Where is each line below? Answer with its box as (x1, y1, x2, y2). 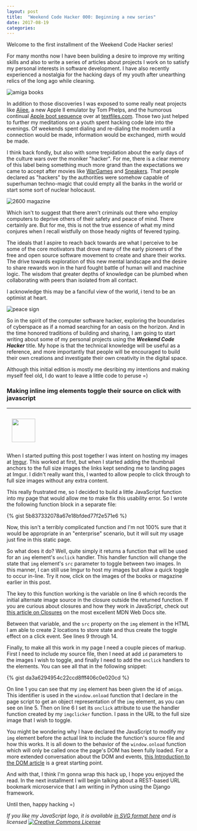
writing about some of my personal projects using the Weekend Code (6, 336, 175, 343)
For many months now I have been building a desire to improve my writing (6, 52, 185, 59)
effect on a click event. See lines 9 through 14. (6, 632, 118, 640)
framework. (6, 789, 34, 796)
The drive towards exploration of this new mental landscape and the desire (6, 258, 187, 265)
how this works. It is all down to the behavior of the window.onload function (6, 741, 186, 748)
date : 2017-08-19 (6, 19, 49, 25)
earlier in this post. (6, 578, 51, 586)
